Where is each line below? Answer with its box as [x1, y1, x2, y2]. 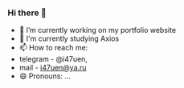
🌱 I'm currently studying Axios [18, 34, 120, 43]
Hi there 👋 [7, 7, 47, 18]
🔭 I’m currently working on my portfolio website [18, 26, 177, 35]
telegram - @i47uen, [18, 54, 88, 64]
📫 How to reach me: [18, 43, 88, 53]
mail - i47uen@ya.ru [18, 63, 87, 73]
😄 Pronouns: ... [18, 71, 72, 81]
